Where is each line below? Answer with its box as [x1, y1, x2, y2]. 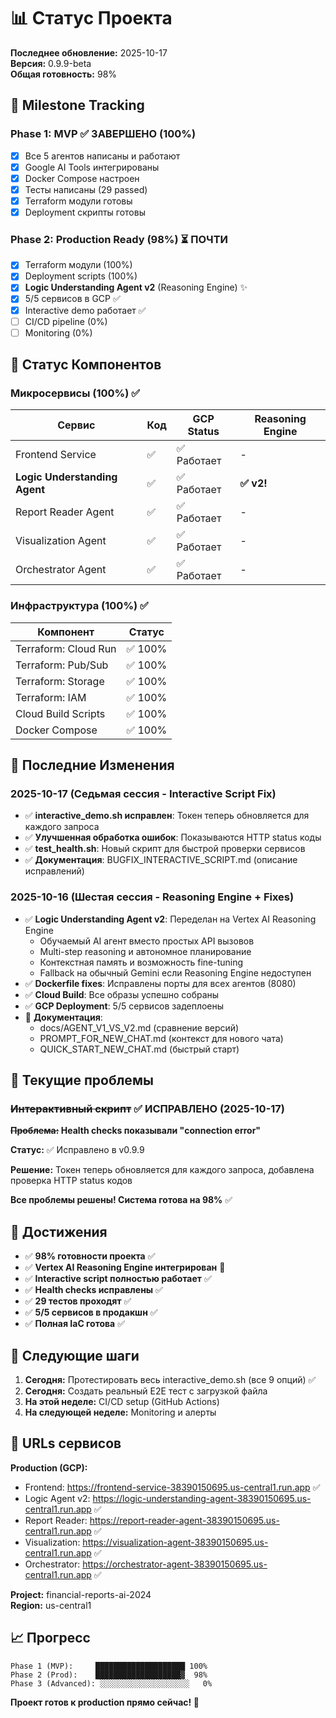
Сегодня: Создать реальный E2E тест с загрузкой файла [24, 1385, 268, 1397]
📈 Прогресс [10, 1630, 91, 1647]
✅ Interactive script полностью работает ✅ [24, 1273, 212, 1285]
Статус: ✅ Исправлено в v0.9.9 [10, 1144, 145, 1156]
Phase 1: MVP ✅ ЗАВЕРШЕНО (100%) [10, 127, 197, 141]
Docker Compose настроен [24, 172, 140, 184]
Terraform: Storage [15, 674, 105, 688]
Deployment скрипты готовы [24, 206, 146, 218]
